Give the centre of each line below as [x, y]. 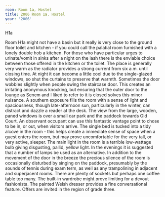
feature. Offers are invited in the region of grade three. [61, 189]
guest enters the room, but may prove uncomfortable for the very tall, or [78, 137]
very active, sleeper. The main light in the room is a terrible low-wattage [78, 142]
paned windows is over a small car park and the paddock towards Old [76, 116]
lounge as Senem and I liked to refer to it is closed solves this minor [74, 95]
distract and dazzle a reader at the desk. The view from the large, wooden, [81, 111]
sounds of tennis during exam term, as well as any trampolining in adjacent [81, 168]
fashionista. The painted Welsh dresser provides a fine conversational [76, 184]
